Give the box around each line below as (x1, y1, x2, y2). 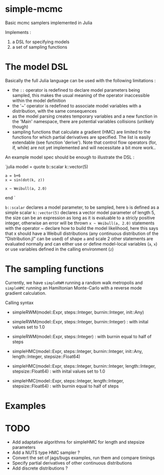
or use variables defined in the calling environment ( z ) (5, 246, 114, 252)
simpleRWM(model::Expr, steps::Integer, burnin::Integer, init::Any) (12, 309, 144, 315)
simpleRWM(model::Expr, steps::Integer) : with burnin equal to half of (12, 333, 152, 339)
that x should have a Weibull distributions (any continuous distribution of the (5, 230, 159, 236)
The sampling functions (5, 263, 104, 275)
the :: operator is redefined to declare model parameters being (12, 87, 141, 93)
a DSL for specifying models (12, 38, 70, 45)
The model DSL (5, 62, 69, 72)
